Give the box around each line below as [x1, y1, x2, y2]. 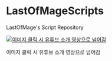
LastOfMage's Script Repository [6, 24, 84, 31]
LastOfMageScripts [6, 4, 104, 18]
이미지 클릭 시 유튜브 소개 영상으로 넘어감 [6, 49, 101, 56]
